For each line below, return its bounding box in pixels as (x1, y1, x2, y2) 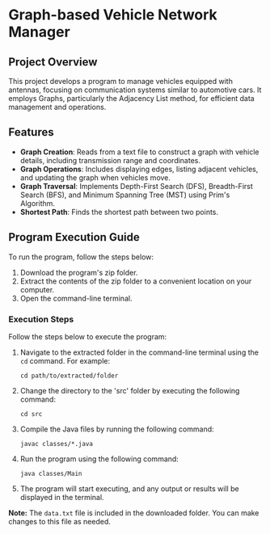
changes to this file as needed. (8, 516, 112, 526)
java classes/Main (19, 469, 82, 477)
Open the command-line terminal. (19, 293, 133, 303)
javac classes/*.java (19, 439, 93, 448)
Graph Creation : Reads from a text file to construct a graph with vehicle (19, 147, 259, 157)
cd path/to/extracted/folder (19, 372, 119, 380)
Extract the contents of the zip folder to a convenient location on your (19, 276, 252, 286)
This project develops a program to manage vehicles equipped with (8, 77, 233, 86)
